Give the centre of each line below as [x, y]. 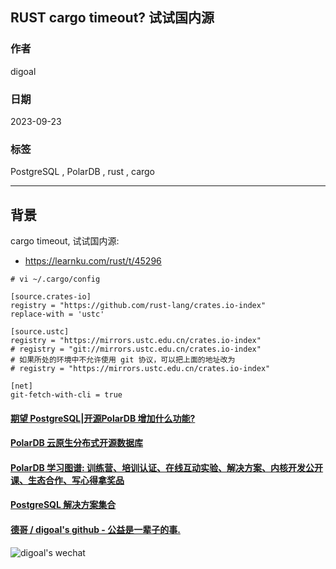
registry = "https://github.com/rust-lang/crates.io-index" [138, 306]
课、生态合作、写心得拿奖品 [67, 480]
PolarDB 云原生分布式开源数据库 [77, 443]
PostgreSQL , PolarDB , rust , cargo [83, 172]
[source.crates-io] [51, 297]
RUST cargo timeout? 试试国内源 [112, 18]
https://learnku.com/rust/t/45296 [93, 261]
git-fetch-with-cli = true [66, 395]
